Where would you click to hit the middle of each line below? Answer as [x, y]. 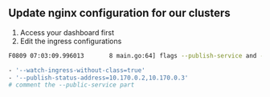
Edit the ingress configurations [71, 41]
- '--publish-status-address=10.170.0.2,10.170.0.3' [98, 78]
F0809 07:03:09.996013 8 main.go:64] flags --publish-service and [133, 55]
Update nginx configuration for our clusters [119, 13]
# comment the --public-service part [72, 85]
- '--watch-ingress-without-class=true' [77, 70]
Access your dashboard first [67, 32]
